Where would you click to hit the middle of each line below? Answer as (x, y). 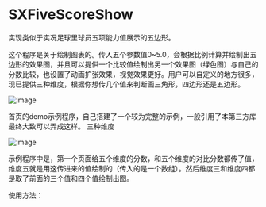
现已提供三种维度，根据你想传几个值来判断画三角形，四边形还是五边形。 (126, 84)
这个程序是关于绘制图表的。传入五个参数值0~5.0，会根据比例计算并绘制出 (129, 54)
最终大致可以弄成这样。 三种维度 (62, 126)
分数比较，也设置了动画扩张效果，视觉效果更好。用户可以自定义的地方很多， (133, 74)
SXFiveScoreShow (71, 15)
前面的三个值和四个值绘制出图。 (81, 178)
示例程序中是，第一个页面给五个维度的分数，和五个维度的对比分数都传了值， (133, 158)
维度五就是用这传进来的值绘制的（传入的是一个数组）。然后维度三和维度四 (128, 168)
